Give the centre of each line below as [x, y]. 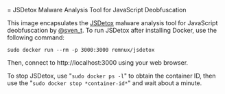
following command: [36, 37]
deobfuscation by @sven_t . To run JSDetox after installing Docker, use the [112, 30]
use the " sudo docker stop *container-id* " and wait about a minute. [105, 83]
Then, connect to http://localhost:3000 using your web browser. [98, 63]
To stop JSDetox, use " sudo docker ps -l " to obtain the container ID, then [111, 76]
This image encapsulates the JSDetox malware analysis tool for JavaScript [113, 23]
